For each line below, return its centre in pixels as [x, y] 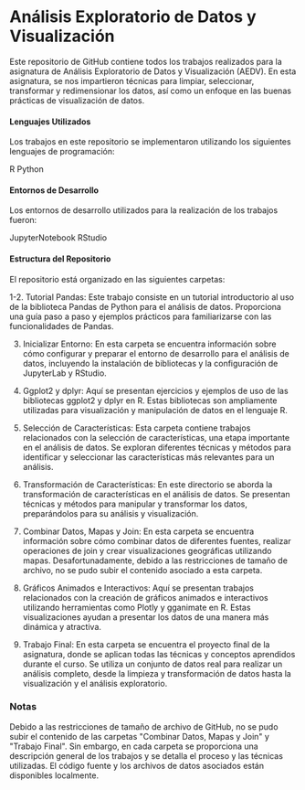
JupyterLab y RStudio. [64, 373]
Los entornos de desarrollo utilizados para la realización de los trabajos [144, 210]
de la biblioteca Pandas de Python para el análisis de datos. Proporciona [145, 306]
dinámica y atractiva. [62, 626]
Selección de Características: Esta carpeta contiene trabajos [137, 428]
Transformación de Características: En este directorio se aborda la [147, 484]
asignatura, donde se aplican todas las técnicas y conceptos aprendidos [159, 654]
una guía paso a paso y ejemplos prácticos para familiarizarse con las [141, 316]
